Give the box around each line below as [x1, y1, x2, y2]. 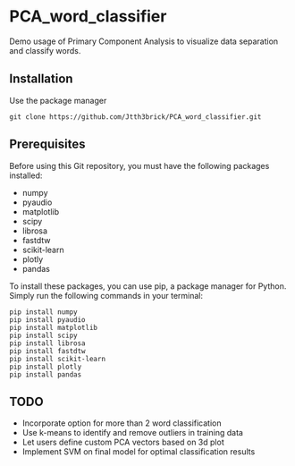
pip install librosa [9, 338, 87, 348]
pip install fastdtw [9, 346, 87, 355]
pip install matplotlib [9, 323, 98, 332]
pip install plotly [9, 362, 82, 371]
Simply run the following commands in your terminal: [9, 290, 204, 301]
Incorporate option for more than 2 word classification [21, 418, 222, 428]
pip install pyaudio [9, 315, 87, 324]
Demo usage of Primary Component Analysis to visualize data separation [9, 36, 279, 47]
